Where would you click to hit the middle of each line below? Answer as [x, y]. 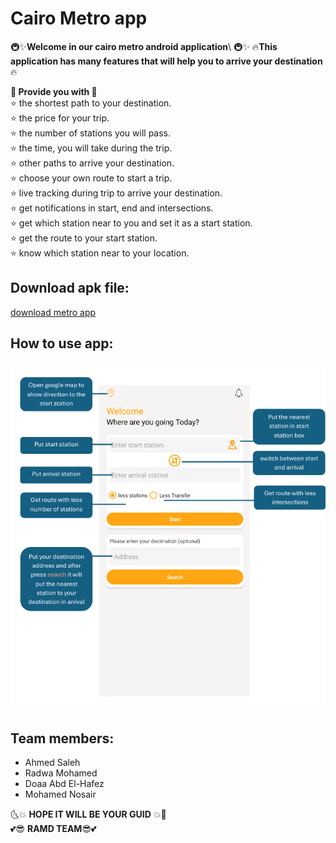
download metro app [53, 312]
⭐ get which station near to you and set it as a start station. [131, 223]
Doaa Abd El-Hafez [64, 784]
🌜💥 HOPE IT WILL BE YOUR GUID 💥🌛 [88, 814]
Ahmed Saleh [52, 763]
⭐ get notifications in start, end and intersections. [112, 208]
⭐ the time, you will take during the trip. [91, 148]
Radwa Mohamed [61, 773]
